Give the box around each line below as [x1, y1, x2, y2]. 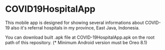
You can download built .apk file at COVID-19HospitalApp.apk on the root [5, 34, 155, 40]
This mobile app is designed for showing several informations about [5, 20, 144, 25]
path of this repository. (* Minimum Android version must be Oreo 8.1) [5, 39, 148, 45]
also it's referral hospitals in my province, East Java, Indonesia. [10, 25, 140, 30]
